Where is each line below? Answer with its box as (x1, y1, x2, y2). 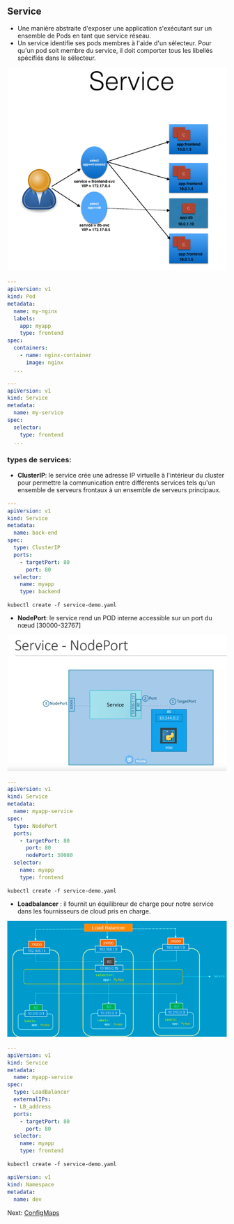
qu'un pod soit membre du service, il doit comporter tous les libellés (17, 46, 213, 54)
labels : (13, 315, 36, 322)
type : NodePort (13, 822, 58, 829)
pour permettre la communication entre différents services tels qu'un (17, 478, 216, 487)
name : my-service (13, 409, 64, 416)
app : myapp (19, 322, 52, 329)
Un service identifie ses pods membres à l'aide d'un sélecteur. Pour (17, 38, 212, 47)
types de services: (7, 455, 72, 465)
